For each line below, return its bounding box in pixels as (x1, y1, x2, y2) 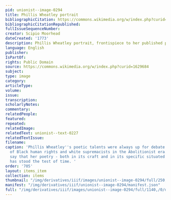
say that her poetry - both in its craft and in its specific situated (10, 154, 165, 159)
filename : (5, 140, 26, 145)
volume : (5, 88, 22, 93)
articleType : (5, 83, 33, 88)
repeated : (5, 121, 26, 126)
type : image (5, 74, 31, 79)
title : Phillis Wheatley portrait (5, 12, 79, 17)
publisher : (5, 50, 28, 55)
